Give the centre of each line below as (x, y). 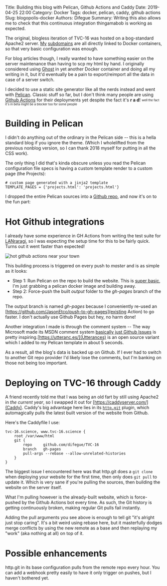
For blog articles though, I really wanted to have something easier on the (80, 58)
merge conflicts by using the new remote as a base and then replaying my (81, 528)
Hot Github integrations (55, 222)
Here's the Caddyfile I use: (33, 422)
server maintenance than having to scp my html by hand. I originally (75, 64)
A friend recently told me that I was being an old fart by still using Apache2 (82, 397)
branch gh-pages (42, 449)
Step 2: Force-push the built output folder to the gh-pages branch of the (87, 291)
